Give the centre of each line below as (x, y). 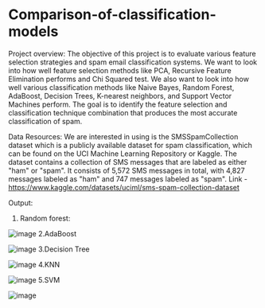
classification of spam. (45, 121)
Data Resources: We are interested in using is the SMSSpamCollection (123, 136)
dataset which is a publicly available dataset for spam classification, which (130, 145)
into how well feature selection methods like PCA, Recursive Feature (120, 70)
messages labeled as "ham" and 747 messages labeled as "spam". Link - (128, 179)
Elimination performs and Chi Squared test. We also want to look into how (129, 79)
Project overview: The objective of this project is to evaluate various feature (132, 53)
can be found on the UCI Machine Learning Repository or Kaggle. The (123, 154)
